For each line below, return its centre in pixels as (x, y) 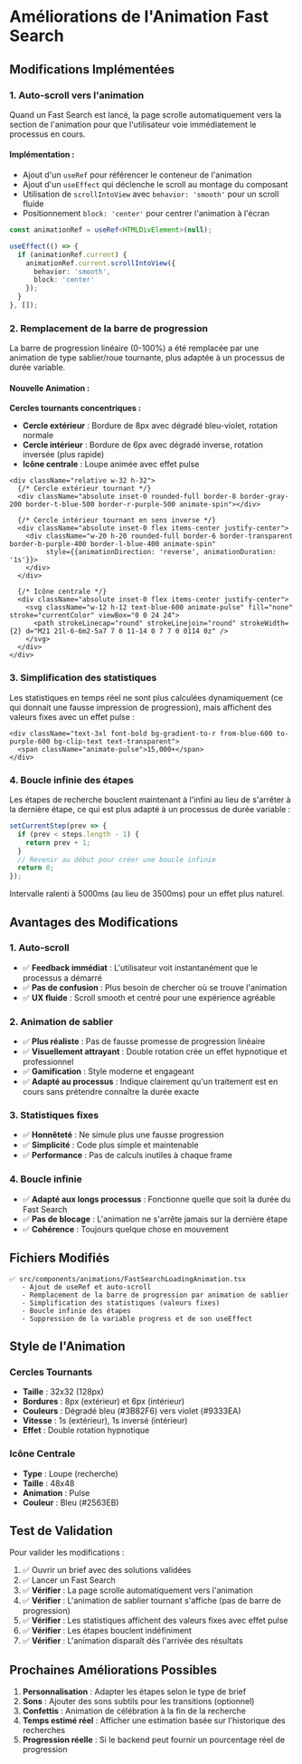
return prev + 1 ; (58, 843)
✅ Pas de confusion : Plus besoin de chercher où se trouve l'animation (155, 987)
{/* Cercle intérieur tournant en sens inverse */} (117, 521)
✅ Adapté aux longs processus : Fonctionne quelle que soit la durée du (156, 1199)
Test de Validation (61, 1531)
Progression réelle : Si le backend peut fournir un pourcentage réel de (154, 1740)
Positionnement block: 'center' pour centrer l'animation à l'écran (146, 214)
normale (38, 436)
